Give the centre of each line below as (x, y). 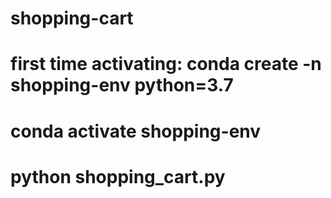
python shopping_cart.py (118, 176)
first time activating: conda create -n (166, 64)
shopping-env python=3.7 (122, 85)
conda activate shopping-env (136, 131)
